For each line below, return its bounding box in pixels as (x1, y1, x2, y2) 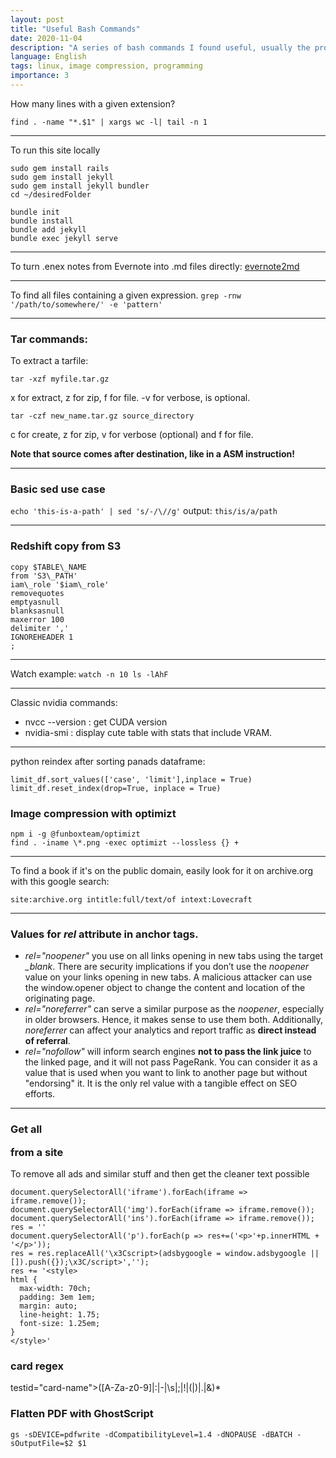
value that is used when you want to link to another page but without (24, 1067, 308, 1079)
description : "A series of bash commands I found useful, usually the (10, 42, 311, 53)
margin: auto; (19, 1301, 78, 1311)
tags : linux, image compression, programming (10, 61, 203, 71)
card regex (10, 1359, 64, 1373)
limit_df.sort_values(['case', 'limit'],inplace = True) (10, 774, 253, 785)
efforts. (24, 1088, 56, 1100)
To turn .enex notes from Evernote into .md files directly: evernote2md (10, 260, 300, 272)
